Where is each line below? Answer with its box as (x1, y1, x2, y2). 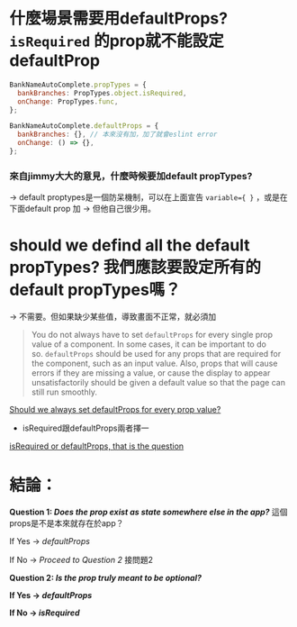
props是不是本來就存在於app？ (9, 518, 124, 529)
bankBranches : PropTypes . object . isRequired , (17, 88, 187, 97)
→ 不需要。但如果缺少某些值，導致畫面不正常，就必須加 (9, 312, 217, 323)
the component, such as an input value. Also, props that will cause (31, 358, 278, 369)
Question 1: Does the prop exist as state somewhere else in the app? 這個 (9, 506, 288, 518)
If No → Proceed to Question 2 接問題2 (9, 555, 153, 566)
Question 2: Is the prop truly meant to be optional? (9, 573, 202, 584)
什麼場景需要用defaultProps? (9, 8, 228, 29)
